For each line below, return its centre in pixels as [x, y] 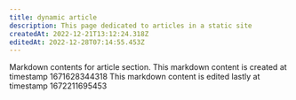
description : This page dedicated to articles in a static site [131, 26]
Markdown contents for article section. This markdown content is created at [148, 67]
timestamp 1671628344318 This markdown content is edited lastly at [135, 77]
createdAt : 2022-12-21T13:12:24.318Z [79, 34]
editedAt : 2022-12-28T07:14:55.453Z [77, 42]
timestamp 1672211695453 [58, 86]
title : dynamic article [53, 17]
